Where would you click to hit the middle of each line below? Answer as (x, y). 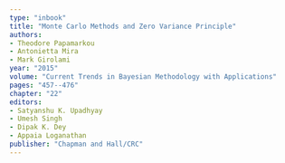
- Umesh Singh (36, 119)
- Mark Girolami (40, 60)
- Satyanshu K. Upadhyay (56, 110)
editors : (26, 102)
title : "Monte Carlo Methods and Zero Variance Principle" (123, 26)
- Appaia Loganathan (48, 136)
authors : (26, 34)
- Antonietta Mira (44, 52)
